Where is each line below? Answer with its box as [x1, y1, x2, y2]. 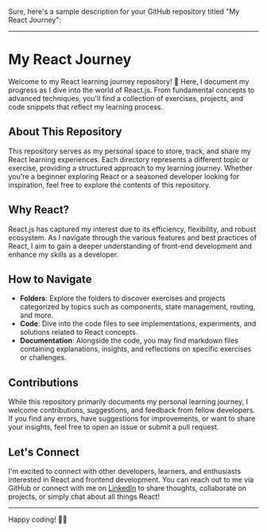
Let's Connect [8, 445, 79, 459]
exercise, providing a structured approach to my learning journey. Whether [8, 163, 253, 173]
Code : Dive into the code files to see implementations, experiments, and [19, 319, 257, 328]
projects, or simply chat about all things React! [8, 492, 161, 501]
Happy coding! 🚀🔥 [8, 515, 68, 524]
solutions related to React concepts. [19, 328, 138, 337]
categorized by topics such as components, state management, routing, [19, 302, 256, 312]
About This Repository [8, 125, 122, 138]
